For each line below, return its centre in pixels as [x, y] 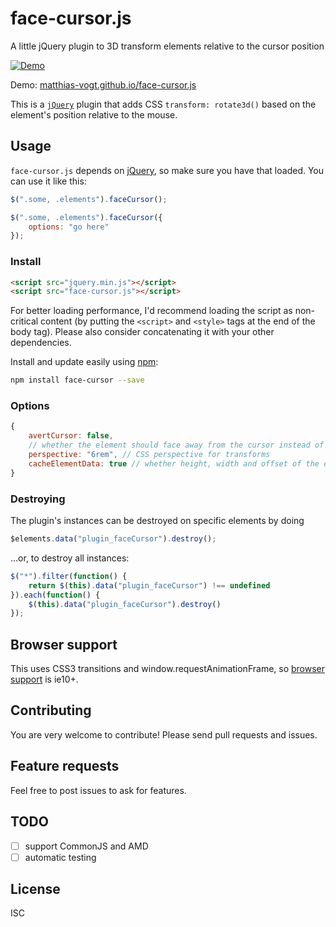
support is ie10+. [44, 679]
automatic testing [60, 857]
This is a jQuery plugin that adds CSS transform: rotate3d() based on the [163, 104]
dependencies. [41, 343]
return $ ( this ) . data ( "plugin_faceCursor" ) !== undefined [149, 585]
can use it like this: [48, 181]
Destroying [38, 499]
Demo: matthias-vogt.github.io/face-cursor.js [103, 84]
